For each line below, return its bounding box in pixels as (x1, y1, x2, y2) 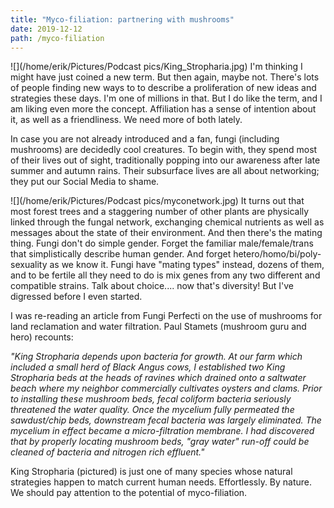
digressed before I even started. (10, 291, 143, 303)
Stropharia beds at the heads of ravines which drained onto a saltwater (10, 372, 307, 384)
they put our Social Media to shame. (10, 176, 160, 188)
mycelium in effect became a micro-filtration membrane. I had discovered (10, 425, 315, 437)
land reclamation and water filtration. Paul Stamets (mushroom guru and (10, 321, 307, 333)
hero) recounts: (10, 331, 74, 343)
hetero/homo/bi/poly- (233, 248, 322, 260)
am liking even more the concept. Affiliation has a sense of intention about (10, 103, 317, 115)
